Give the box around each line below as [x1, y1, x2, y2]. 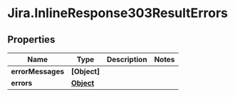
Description [106, 55, 147, 64]
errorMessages [11, 66, 65, 76]
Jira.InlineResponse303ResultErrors [7, 5, 228, 21]
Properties [7, 34, 56, 46]
